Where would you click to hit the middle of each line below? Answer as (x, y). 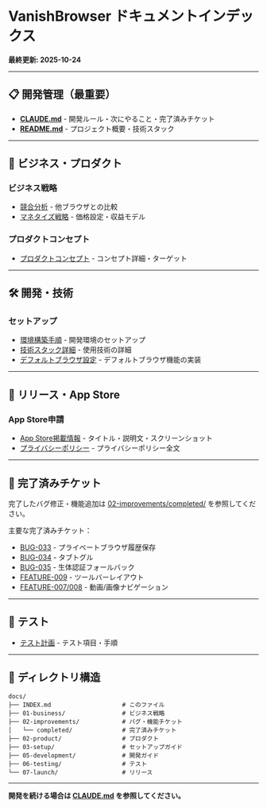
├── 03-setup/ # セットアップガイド (95, 747)
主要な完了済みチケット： (50, 530)
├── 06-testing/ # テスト (78, 764)
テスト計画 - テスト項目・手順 (69, 642)
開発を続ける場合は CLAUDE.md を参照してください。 (97, 795)
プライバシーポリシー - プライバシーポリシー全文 (100, 448)
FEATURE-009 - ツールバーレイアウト (82, 577)
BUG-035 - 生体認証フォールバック (77, 567)
